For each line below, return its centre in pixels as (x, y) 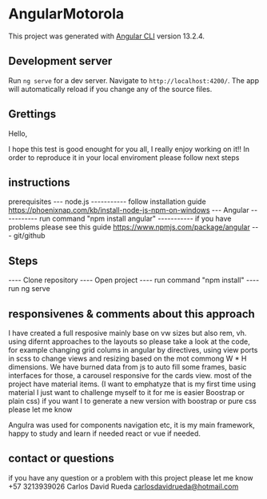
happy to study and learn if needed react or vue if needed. (105, 433)
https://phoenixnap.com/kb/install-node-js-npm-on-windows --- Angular (129, 210)
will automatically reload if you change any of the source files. (110, 89)
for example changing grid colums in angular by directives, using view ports (133, 350)
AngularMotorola (66, 14)
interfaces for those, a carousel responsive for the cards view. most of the (130, 375)
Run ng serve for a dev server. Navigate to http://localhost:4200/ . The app (134, 80)
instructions (39, 182)
